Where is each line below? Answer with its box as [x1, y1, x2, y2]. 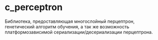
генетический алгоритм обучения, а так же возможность [5, 23, 130, 29]
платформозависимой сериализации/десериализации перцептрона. [5, 29, 153, 35]
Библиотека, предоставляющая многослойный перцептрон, [5, 18, 135, 24]
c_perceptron [5, 2, 63, 13]
